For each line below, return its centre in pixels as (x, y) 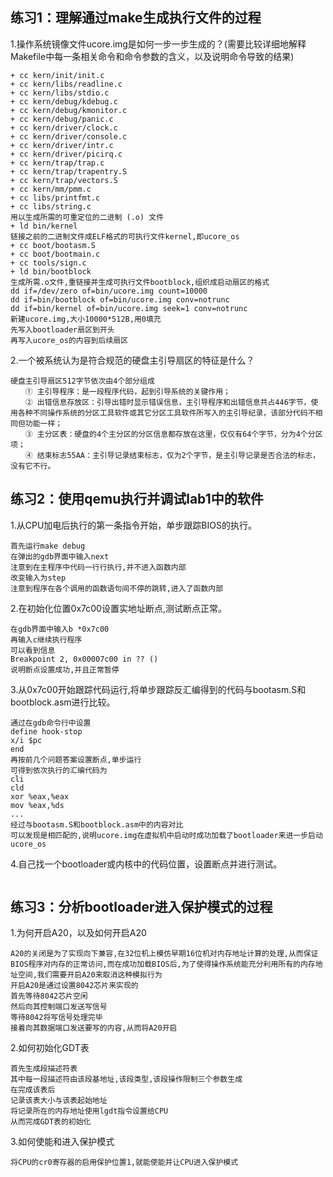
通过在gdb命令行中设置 (51, 723)
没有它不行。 (33, 466)
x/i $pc (26, 740)
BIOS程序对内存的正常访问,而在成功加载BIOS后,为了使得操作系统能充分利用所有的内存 (163, 964)
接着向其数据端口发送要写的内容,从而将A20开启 (94, 1028)
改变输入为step (38, 578)
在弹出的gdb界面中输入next (60, 556)
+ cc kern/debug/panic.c (62, 119)
